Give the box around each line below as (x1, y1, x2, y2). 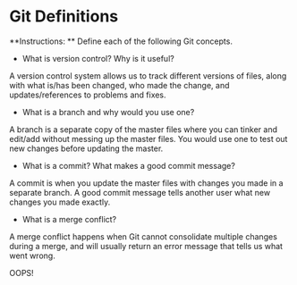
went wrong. (9, 250, 55, 261)
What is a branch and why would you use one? (21, 106, 195, 117)
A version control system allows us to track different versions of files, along (9, 70, 287, 81)
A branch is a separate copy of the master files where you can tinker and (9, 123, 277, 135)
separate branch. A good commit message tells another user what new (9, 187, 271, 197)
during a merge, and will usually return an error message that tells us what (9, 240, 284, 251)
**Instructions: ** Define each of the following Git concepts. (9, 36, 233, 46)
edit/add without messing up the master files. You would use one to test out (9, 133, 288, 144)
